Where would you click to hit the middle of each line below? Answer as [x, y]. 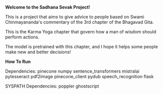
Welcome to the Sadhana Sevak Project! [48, 7]
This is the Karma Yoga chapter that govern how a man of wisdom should [81, 32]
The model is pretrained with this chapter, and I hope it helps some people [82, 47]
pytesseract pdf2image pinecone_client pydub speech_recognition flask [79, 76]
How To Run [18, 61]
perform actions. [22, 37]
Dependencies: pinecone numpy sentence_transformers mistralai [72, 71]
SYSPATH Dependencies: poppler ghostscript [52, 86]
